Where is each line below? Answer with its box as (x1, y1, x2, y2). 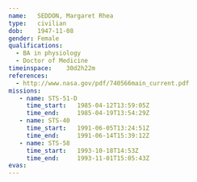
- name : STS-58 (19, 139, 70, 147)
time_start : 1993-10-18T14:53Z (26, 147, 139, 155)
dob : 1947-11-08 (8, 27, 74, 35)
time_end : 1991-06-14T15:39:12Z (26, 131, 150, 139)
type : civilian (8, 19, 67, 27)
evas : (8, 162, 27, 170)
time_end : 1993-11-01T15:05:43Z (26, 154, 150, 162)
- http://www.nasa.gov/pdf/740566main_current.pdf (15, 79, 190, 87)
